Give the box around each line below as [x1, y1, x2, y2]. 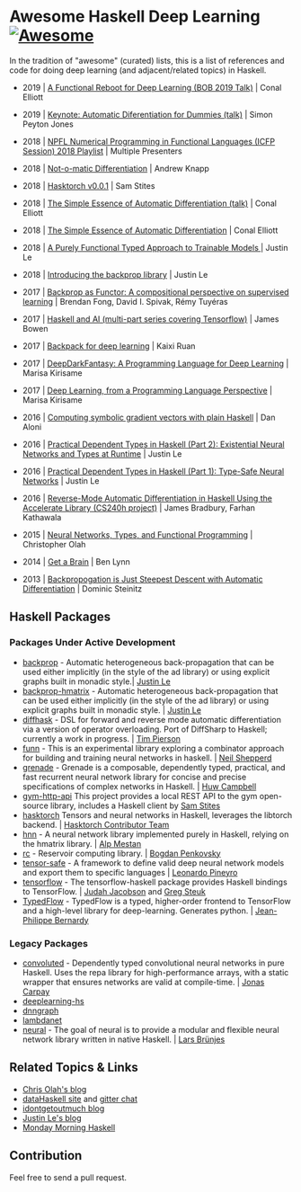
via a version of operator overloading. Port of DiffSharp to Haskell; [22, 724, 268, 734]
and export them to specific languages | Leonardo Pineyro [22, 867, 238, 877]
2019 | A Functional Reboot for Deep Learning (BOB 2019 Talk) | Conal [22, 82, 282, 93]
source [22, 800, 49, 811]
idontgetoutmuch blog [22, 1103, 105, 1114]
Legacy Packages [9, 937, 88, 949]
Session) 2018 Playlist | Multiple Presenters [22, 146, 182, 156]
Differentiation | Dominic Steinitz [22, 583, 143, 594]
